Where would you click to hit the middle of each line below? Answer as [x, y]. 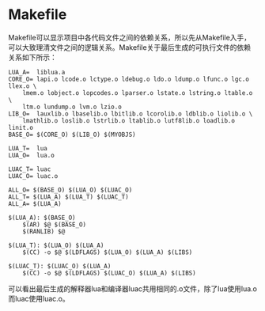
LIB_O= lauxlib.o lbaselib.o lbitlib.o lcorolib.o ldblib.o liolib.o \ [131, 114]
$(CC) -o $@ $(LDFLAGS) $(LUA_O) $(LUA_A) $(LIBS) [108, 252]
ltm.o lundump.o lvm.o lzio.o [72, 107]
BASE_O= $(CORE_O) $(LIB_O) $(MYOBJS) [72, 135]
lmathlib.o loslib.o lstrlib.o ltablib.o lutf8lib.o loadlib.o [129, 120]
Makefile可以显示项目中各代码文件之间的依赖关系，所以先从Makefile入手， [130, 37]
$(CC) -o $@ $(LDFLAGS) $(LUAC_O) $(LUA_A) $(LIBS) [109, 273]
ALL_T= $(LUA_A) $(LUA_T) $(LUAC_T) [68, 197]
